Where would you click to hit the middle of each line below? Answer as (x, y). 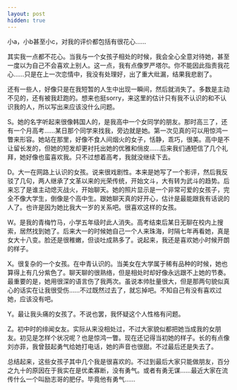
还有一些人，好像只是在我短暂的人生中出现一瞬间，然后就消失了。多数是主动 (119, 89)
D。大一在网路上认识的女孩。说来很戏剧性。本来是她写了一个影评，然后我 (115, 172)
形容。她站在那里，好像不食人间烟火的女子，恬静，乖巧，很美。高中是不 (124, 139)
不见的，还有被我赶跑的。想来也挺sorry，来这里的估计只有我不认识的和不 (114, 98)
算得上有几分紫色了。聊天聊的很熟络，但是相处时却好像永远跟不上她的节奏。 (119, 272)
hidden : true (26, 20)
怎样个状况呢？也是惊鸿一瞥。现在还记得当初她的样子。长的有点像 (134, 337)
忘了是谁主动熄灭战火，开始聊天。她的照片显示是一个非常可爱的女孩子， (118, 189)
